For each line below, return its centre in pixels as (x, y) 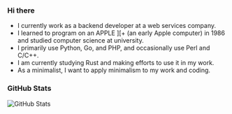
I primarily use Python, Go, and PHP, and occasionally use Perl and (114, 48)
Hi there (21, 10)
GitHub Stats (29, 88)
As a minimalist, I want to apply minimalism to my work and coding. (114, 70)
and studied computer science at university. (81, 41)
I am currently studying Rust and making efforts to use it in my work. (116, 63)
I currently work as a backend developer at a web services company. (117, 26)
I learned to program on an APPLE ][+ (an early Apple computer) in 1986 (121, 33)
